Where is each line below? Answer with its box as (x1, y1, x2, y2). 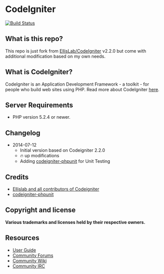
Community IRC (12, 263, 45, 269)
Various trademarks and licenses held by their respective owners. (5, 219, 145, 225)
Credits (5, 173, 29, 181)
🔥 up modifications (20, 153, 59, 159)
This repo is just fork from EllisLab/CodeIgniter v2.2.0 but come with (5, 48, 146, 54)
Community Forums (12, 252, 54, 258)
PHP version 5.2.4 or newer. (12, 114, 71, 120)
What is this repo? (5, 35, 63, 43)
